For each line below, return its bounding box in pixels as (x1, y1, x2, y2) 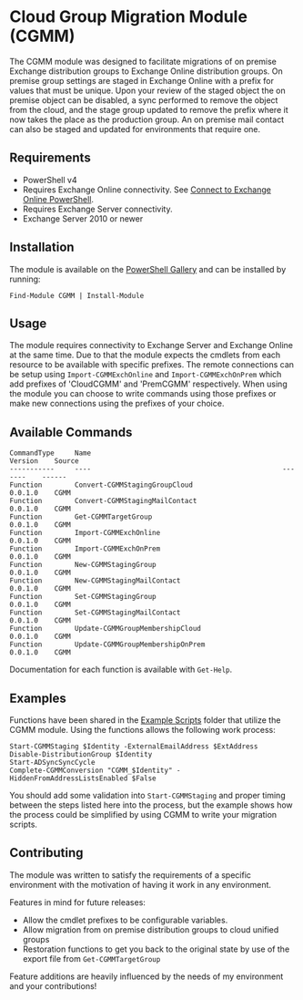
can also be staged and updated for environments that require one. (9, 123, 261, 134)
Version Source (9, 457, 79, 466)
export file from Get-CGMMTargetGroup (22, 953, 161, 964)
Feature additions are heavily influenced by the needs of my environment (9, 971, 284, 982)
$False (131, 774, 157, 783)
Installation (9, 240, 75, 255)
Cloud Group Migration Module (9, 6, 248, 27)
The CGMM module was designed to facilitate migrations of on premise (9, 56, 278, 67)
